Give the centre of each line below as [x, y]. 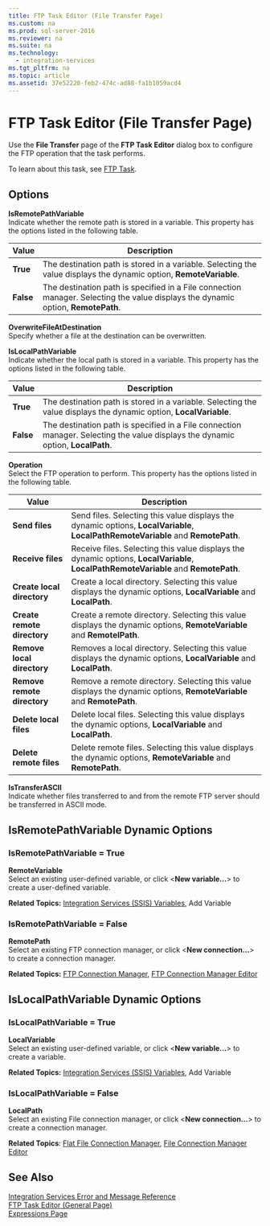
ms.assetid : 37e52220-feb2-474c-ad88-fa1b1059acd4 [95, 83]
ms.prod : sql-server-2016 [51, 31]
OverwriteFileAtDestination [55, 327]
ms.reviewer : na [35, 38]
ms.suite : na [30, 46]
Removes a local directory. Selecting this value [159, 648]
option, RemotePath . [82, 308]
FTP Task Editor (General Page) [60, 1205]
